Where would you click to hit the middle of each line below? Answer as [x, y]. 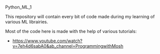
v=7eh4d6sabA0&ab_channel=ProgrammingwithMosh [68, 46]
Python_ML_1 [18, 7]
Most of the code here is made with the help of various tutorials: [71, 31]
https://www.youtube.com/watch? [47, 41]
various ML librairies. [27, 22]
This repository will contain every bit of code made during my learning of [80, 16]
